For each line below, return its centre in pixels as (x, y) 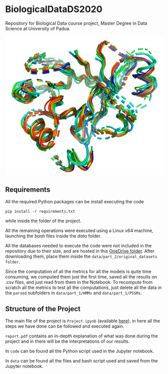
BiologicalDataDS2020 (54, 9)
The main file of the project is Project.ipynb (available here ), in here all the (82, 321)
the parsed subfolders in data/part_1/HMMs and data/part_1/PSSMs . (74, 293)
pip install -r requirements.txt (40, 212)
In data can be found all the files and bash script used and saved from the (81, 361)
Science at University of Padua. (38, 28)
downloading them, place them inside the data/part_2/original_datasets (81, 256)
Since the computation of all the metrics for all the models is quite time (78, 272)
